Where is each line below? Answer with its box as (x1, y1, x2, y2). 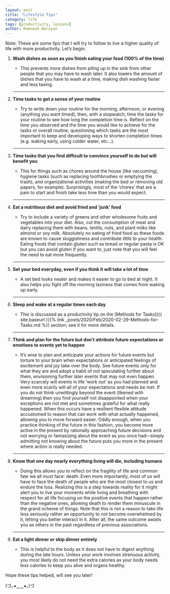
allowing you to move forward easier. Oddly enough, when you (20, 416, 151, 423)
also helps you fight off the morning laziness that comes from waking (20, 282, 165, 288)
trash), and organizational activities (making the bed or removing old (20, 179, 163, 185)
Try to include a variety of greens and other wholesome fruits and (20, 214, 157, 220)
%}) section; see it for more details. (41, 322, 115, 328)
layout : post (5, 7, 33, 13)
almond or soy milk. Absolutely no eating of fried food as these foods (20, 230, 164, 236)
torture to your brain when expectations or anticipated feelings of (20, 357, 156, 363)
